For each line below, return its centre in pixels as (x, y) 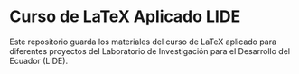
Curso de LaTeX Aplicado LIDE (125, 17)
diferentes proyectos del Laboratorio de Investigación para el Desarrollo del (150, 51)
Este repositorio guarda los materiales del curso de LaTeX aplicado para (143, 42)
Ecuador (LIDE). (39, 60)
